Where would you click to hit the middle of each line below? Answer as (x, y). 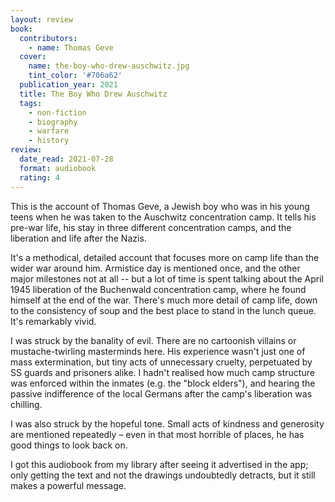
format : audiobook (58, 168)
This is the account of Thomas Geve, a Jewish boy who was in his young (160, 206)
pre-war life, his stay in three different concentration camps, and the (151, 227)
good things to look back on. (69, 445)
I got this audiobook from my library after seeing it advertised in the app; (159, 464)
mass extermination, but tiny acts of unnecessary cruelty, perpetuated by (161, 362)
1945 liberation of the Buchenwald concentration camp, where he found (158, 289)
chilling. (26, 404)
